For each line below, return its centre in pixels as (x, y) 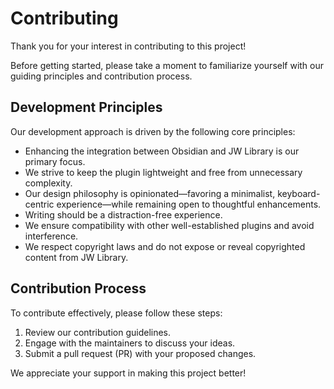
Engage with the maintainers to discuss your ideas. (130, 343)
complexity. (48, 183)
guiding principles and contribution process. (101, 76)
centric (39, 204)
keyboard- (299, 193)
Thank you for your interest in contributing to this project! (128, 46)
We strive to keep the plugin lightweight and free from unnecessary (163, 172)
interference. (51, 236)
